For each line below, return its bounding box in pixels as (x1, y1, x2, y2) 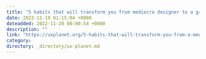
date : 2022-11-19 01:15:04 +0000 (6, 15, 92, 21)
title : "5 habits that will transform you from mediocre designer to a (6, 9, 193, 15)
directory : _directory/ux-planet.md (6, 44, 100, 50)
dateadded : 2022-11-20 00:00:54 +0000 (6, 20, 105, 26)
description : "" (6, 26, 48, 33)
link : (6, 32, 20, 38)
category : (6, 37, 32, 44)
